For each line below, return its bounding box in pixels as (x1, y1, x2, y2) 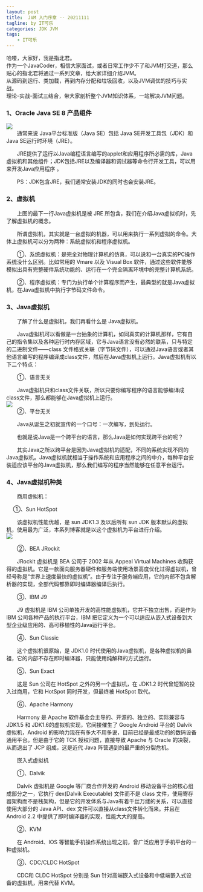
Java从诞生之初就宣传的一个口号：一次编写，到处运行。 (16, 420, 156, 427)
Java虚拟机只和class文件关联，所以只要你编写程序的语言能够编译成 (16, 386, 185, 393)
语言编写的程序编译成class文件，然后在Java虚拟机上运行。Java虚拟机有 (11, 353, 192, 360)
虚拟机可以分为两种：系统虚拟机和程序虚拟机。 (16, 237, 134, 245)
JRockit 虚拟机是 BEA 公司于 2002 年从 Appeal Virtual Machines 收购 (16, 558, 188, 565)
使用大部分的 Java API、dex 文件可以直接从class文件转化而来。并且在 (6, 805, 180, 813)
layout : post (6, 8, 39, 15)
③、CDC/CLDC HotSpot (16, 859, 80, 866)
